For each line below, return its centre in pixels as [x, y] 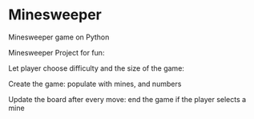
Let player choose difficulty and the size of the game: [96, 68]
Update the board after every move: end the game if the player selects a [127, 99]
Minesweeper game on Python [59, 37]
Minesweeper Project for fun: [56, 52]
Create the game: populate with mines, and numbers [95, 84]
